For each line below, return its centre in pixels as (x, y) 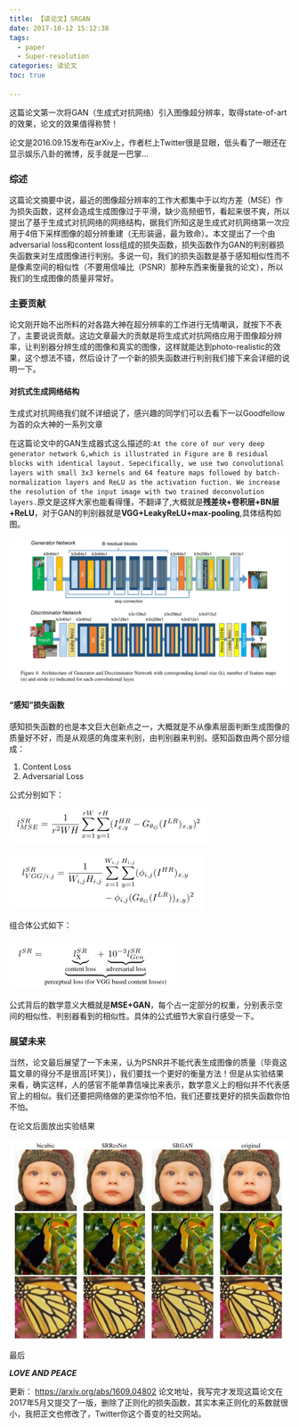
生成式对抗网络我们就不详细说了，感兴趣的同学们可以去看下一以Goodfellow (147, 413)
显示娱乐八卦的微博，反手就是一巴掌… (79, 153)
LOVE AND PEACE (43, 1373)
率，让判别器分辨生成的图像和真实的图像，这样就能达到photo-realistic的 (141, 347)
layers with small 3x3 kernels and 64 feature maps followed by (131, 473)
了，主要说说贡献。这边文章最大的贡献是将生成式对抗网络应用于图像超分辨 (145, 336)
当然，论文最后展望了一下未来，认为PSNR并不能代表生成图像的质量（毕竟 (145, 1063)
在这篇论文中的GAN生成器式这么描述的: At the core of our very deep (137, 443)
